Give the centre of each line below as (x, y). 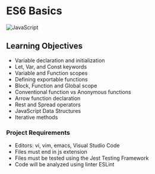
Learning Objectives (45, 46)
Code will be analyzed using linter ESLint (64, 164)
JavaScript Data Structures (48, 110)
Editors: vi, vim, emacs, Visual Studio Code (67, 145)
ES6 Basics (34, 11)
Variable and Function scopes (51, 73)
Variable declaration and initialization (60, 60)
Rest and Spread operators (48, 105)
